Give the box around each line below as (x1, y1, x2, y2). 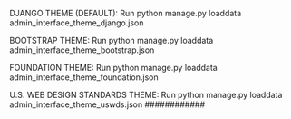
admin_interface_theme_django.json (9, 17, 144, 28)
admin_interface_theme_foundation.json (9, 72, 159, 83)
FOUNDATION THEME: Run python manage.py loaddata (9, 63, 218, 73)
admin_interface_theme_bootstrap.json (9, 45, 155, 55)
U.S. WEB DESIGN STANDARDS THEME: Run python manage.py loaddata (9, 90, 283, 100)
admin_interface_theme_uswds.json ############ (9, 99, 206, 110)
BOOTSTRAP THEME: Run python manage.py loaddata (9, 35, 214, 45)
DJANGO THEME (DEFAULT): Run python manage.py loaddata (9, 8, 242, 18)
